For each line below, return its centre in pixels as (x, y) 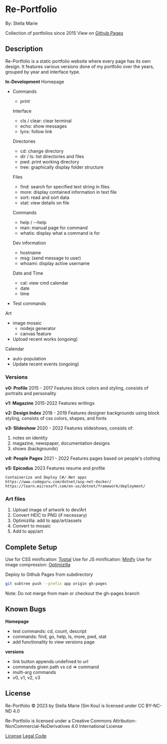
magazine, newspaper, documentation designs (61, 443)
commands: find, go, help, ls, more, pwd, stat (60, 636)
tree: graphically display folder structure (62, 167)
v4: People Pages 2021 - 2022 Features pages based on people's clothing (83, 458)
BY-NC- (154, 706)
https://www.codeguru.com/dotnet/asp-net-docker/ (59, 482)
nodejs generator (38, 328)
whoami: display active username (55, 263)
